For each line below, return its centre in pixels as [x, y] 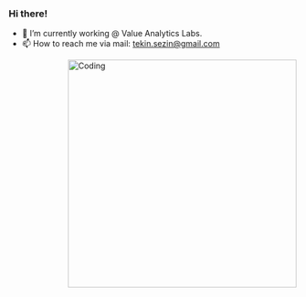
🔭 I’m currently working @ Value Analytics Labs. [112, 34]
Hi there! [28, 14]
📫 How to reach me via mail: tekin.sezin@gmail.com [121, 44]
